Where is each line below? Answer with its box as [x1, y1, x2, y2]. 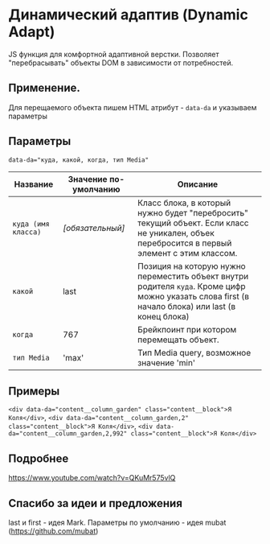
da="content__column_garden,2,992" [8, 430, 128, 438]
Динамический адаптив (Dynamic [8, 6, 249, 24]
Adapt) [8, 23, 55, 41]
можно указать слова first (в [137, 291, 249, 302]
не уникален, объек [137, 227, 215, 238]
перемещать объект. [137, 334, 219, 345]
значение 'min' [137, 356, 195, 368]
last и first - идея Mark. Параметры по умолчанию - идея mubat [8, 517, 227, 527]
